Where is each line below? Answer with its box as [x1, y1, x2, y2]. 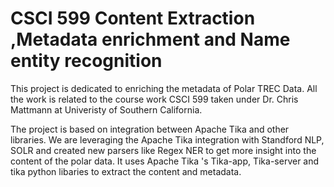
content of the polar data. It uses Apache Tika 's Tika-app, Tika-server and [10, 155, 320, 167]
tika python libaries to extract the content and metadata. [10, 165, 242, 177]
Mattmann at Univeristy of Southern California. [10, 103, 203, 116]
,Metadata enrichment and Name [10, 28, 291, 51]
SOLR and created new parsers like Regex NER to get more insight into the [10, 144, 317, 156]
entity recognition [10, 50, 163, 72]
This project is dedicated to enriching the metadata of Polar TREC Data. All [10, 82, 318, 94]
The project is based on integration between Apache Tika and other [10, 123, 290, 135]
